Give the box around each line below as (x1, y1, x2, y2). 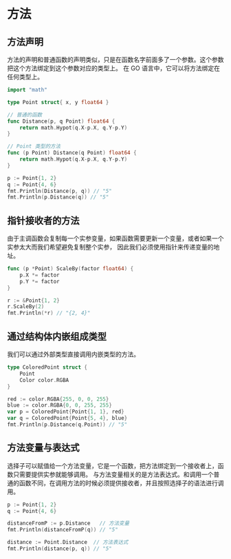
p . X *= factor (19, 272, 60, 278)
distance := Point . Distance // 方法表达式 (7, 539, 129, 546)
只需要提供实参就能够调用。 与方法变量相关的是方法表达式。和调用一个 (12, 470, 214, 478)
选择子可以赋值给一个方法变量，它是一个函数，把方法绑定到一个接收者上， (7, 461, 218, 469)
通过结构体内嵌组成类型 (7, 330, 107, 342)
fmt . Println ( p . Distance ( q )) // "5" (7, 194, 109, 201)
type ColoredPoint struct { (7, 364, 88, 371)
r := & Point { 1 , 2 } (7, 297, 60, 304)
